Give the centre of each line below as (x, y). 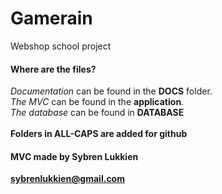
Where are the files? (53, 69)
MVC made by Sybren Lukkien (74, 156)
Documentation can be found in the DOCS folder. (111, 91)
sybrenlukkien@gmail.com (67, 179)
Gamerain (51, 18)
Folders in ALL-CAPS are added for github (99, 134)
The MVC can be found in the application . (97, 102)
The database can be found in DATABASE (97, 113)
